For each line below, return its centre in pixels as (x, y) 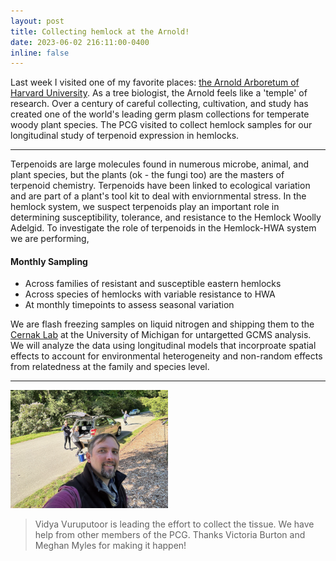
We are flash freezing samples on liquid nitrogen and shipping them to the (162, 324)
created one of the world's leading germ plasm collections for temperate (160, 114)
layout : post (37, 21)
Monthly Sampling (49, 261)
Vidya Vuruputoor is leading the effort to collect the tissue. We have (174, 524)
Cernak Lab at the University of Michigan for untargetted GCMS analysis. (161, 335)
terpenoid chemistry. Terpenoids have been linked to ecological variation (160, 186)
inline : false (40, 53)
